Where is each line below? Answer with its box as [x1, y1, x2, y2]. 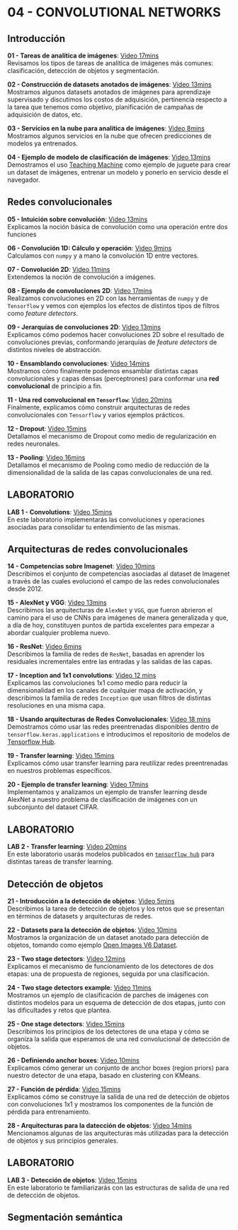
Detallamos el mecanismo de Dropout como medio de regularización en [7, 432, 217, 440]
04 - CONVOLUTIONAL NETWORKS [7, 4, 221, 21]
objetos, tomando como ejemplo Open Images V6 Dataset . [7, 941, 178, 950]
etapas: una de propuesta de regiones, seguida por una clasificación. [7, 970, 210, 978]
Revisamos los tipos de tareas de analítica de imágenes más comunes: [7, 59, 214, 67]
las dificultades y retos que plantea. [7, 1006, 112, 1015]
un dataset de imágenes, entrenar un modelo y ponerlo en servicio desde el [7, 168, 229, 176]
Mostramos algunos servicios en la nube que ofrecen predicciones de [7, 132, 212, 140]
